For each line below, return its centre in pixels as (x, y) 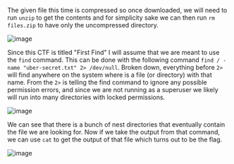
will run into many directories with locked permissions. (86, 97)
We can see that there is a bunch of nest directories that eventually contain (116, 125)
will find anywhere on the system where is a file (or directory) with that (110, 75)
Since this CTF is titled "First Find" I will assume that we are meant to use (113, 52)
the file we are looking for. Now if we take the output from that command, (114, 132)
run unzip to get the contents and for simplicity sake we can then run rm (111, 18)
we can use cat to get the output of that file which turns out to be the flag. (115, 139)
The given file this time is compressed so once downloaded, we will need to (117, 10)
